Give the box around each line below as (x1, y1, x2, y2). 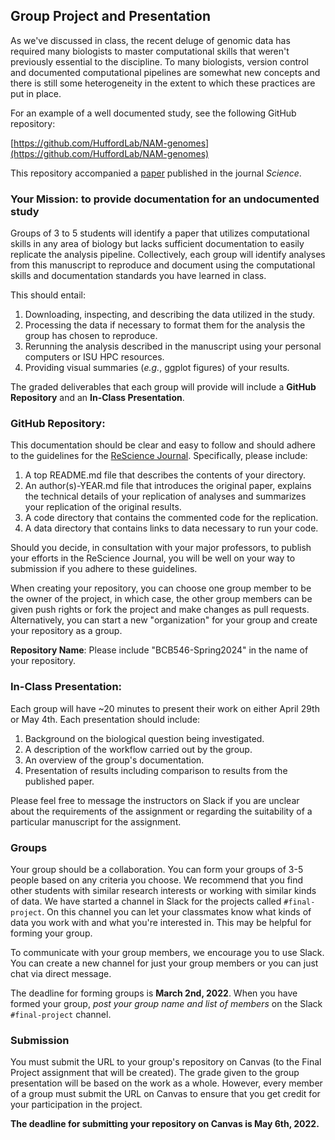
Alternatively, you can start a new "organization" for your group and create (10, 614, 318, 626)
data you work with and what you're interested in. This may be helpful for (10, 917, 312, 928)
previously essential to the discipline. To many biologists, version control (10, 55, 309, 68)
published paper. (24, 775, 95, 787)
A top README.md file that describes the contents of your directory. (24, 469, 307, 481)
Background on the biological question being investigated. (24, 732, 265, 744)
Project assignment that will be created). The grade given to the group (10, 1067, 300, 1079)
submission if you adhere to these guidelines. (10, 563, 198, 575)
